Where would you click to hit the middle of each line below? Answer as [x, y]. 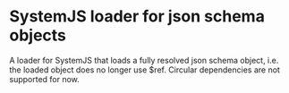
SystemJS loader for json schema [137, 17]
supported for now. [45, 79]
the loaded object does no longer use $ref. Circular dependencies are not [144, 70]
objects [38, 35]
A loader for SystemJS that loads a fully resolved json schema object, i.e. [144, 60]
